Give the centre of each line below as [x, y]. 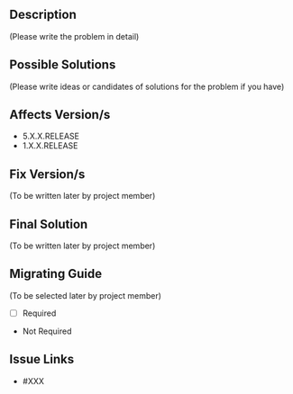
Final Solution [49, 224]
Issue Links [42, 359]
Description [43, 15]
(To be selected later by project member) [86, 295]
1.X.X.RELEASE [50, 146]
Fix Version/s [47, 174]
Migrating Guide [55, 274]
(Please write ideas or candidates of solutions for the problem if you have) [147, 86]
